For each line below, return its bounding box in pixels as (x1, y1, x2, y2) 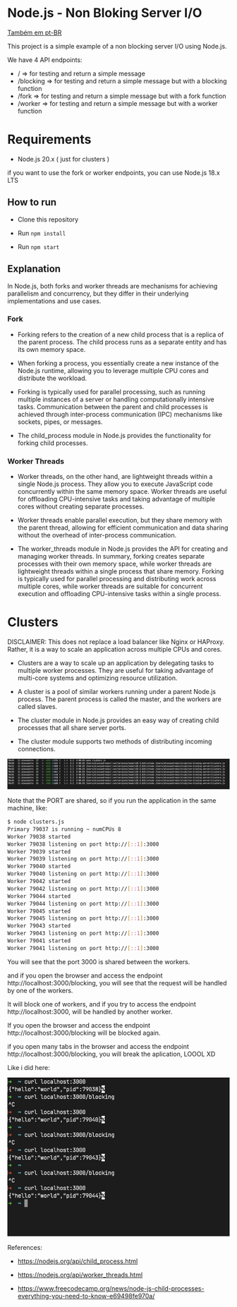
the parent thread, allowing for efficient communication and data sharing (17, 523, 229, 532)
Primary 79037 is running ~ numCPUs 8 (7, 825, 121, 833)
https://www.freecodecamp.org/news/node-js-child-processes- (17, 1284, 205, 1292)
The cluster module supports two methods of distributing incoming (17, 737, 212, 746)
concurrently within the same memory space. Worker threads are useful (17, 487, 227, 496)
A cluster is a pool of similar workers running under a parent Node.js (17, 688, 217, 696)
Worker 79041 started (7, 937, 71, 944)
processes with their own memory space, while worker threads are (17, 559, 212, 569)
